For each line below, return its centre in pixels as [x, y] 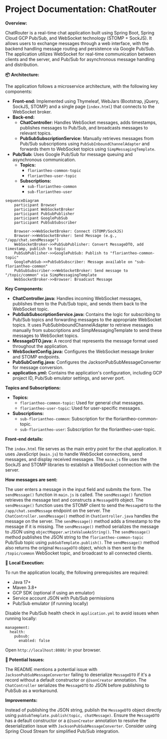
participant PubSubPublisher [44, 213]
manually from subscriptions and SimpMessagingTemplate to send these [87, 330]
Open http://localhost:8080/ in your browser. [53, 650]
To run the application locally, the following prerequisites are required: [77, 572]
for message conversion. [38, 367]
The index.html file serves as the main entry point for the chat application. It [83, 448]
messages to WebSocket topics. [45, 335]
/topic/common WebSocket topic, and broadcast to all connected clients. [79, 553]
